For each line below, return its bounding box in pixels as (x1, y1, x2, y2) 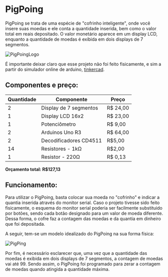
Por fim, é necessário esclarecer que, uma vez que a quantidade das (5, 250, 147, 256)
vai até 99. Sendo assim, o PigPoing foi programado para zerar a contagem (5, 260, 160, 267)
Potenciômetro (41, 121, 76, 128)
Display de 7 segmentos (41, 104, 98, 111)
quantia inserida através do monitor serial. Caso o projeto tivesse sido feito (5, 200, 160, 206)
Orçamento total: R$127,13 (5, 166, 61, 172)
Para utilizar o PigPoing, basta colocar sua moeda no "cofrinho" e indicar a (5, 194, 160, 200)
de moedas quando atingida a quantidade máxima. (5, 266, 110, 272)
